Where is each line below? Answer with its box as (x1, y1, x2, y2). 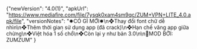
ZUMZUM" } (6, 37, 37, 43)
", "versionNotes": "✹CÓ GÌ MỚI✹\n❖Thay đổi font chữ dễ (21, 18, 165, 24)
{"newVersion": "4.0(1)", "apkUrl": (6, 5, 88, 12)
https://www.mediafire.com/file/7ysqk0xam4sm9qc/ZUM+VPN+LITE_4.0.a (8, 11, 191, 18)
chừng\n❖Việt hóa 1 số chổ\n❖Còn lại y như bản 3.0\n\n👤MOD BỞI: (6, 30, 173, 37)
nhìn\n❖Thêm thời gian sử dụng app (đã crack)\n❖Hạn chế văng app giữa (6, 24, 189, 31)
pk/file (6, 18, 22, 24)
